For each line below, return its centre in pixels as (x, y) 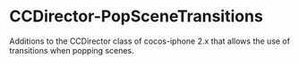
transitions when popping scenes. (72, 50)
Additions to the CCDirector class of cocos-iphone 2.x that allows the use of (150, 41)
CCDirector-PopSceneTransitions (137, 16)
